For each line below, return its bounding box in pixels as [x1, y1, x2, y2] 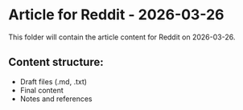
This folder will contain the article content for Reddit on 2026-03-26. [8, 32, 236, 42]
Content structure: [8, 55, 104, 69]
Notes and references [19, 94, 93, 104]
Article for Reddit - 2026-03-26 [8, 6, 224, 24]
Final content [19, 85, 64, 95]
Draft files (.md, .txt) [19, 76, 87, 86]
